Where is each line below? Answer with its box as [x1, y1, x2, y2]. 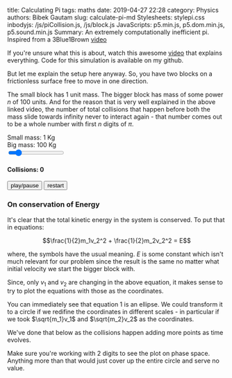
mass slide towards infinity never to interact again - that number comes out [7, 112, 222, 121]
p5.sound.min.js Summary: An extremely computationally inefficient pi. [7, 28, 210, 36]
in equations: [7, 223, 44, 231]
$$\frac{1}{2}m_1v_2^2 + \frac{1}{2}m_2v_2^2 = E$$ [42, 236, 191, 245]
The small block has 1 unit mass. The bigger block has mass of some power [7, 90, 224, 98]
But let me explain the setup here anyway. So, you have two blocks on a [7, 69, 213, 78]
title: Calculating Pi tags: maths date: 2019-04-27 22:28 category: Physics [7, 6, 219, 14]
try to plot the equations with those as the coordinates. [7, 287, 164, 295]
